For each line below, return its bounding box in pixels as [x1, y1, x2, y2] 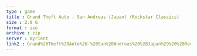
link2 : [6, 41, 25, 47]
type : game [6, 8, 35, 15]
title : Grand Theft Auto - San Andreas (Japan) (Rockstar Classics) [6, 14, 180, 20]
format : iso [6, 24, 38, 31]
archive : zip [6, 30, 41, 36]
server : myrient [6, 36, 49, 41]
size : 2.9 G [6, 19, 38, 25]
